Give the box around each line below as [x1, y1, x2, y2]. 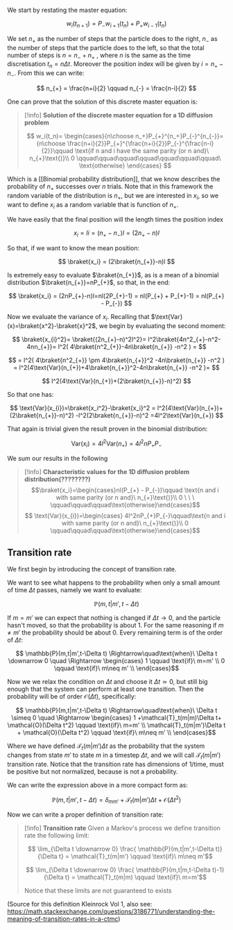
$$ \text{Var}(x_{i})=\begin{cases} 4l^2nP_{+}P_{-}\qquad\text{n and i [24, 512, 226, 520]
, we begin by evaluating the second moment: [96, 321, 226, 329]
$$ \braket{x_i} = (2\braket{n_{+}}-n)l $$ [58, 257, 175, 266]
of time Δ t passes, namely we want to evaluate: [7, 586, 142, 594]
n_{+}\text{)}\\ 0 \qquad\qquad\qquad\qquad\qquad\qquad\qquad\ [28, 154, 221, 162]
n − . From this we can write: [7, 69, 85, 79]
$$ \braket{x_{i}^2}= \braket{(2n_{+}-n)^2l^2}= [12, 335, 147, 343]
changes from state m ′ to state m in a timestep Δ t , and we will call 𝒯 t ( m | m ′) [7, 751, 221, 760]
